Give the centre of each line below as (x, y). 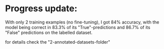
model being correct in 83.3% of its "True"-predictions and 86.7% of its (78, 27)
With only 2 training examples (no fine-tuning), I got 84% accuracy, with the (82, 22)
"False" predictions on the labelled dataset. (49, 32)
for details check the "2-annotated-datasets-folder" (58, 42)
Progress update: (41, 9)
